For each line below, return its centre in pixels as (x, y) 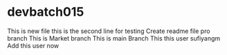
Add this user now (33, 45)
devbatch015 (46, 12)
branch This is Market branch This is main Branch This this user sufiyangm (114, 38)
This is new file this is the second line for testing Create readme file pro (109, 31)
